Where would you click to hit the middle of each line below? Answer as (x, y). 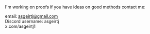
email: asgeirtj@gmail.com (32, 16)
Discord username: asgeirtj (32, 21)
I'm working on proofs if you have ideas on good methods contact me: (75, 7)
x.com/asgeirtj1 (20, 26)
